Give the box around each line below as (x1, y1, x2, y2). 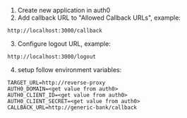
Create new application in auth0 (17, 6, 111, 14)
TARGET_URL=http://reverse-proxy (7, 79, 106, 86)
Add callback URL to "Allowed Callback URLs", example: (17, 13, 181, 22)
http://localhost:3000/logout (7, 53, 97, 60)
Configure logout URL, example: (17, 40, 111, 48)
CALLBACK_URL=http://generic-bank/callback (7, 104, 138, 111)
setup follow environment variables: (17, 66, 122, 73)
